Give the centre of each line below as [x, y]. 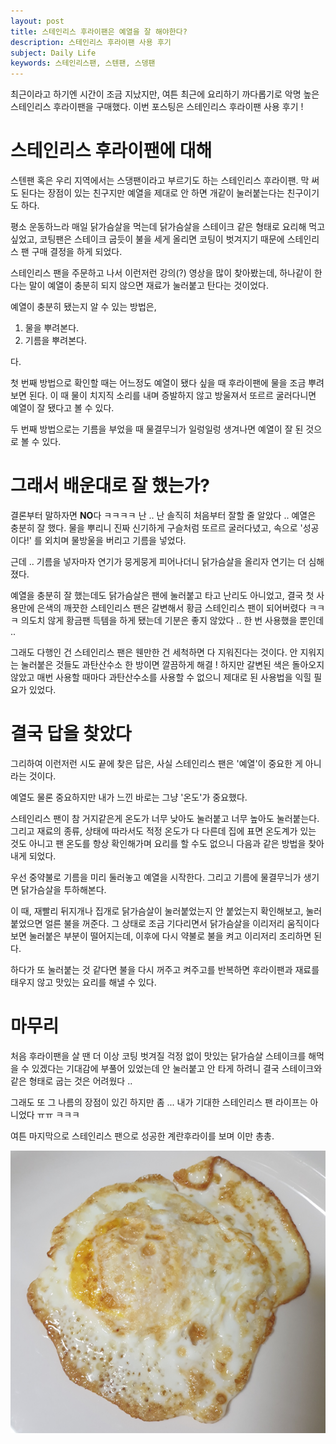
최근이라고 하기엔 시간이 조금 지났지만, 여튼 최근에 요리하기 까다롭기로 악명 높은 [165, 94]
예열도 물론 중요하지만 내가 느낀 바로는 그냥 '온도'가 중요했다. [129, 797]
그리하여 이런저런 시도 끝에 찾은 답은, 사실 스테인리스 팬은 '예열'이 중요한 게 [156, 763]
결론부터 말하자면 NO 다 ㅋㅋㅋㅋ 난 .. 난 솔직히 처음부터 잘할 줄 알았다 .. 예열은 [163, 515]
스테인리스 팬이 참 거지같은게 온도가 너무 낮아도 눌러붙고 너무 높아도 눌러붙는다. [165, 818]
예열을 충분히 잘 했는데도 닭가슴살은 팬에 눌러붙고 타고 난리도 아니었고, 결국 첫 [162, 595]
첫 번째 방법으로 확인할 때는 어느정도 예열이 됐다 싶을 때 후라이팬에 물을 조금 [158, 383]
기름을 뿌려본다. [55, 341]
